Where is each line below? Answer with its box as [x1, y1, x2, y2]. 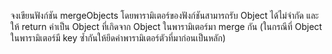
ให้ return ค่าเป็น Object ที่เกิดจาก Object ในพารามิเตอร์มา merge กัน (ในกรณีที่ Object [10, 21, 323, 32]
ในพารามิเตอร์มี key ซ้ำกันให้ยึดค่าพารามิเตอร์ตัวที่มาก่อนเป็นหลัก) [10, 32, 227, 44]
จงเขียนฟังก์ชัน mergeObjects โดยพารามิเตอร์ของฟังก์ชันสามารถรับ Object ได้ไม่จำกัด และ [10, 10, 320, 21]
